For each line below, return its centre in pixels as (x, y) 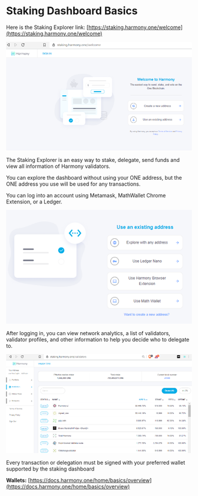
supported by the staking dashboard (50, 469)
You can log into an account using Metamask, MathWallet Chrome (86, 195)
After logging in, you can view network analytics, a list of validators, (88, 333)
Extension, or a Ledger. (34, 202)
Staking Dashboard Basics (72, 11)
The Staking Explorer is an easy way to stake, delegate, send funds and (93, 160)
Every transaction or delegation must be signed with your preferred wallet (96, 462)
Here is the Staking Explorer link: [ (47, 27)
